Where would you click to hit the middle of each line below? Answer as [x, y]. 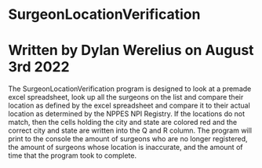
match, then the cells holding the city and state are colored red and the [123, 122]
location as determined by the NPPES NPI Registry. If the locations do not [127, 114]
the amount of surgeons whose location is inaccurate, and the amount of [126, 148]
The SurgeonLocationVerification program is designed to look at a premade [130, 89]
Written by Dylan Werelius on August [131, 51]
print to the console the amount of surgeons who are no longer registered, [128, 139]
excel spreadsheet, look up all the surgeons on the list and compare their [126, 97]
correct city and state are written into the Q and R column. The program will [130, 130]
